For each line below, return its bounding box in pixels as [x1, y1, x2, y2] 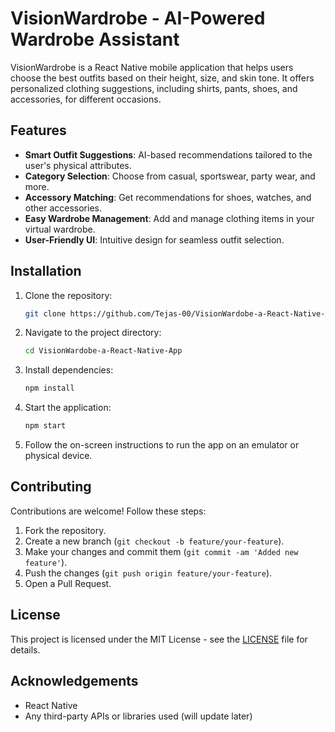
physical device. [24, 450, 93, 462]
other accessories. [24, 202, 102, 214]
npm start [24, 421, 67, 431]
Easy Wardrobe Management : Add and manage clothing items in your [24, 212, 315, 224]
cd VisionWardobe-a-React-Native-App [24, 346, 183, 356]
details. [10, 643, 41, 656]
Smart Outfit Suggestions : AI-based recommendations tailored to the [24, 148, 313, 161]
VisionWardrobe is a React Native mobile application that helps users [10, 61, 294, 73]
